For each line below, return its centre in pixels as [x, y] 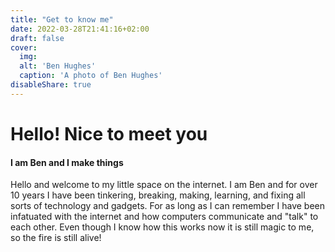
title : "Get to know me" [62, 19]
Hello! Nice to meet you [109, 133]
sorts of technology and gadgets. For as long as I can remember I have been [167, 206]
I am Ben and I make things [67, 162]
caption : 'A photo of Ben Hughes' [91, 76]
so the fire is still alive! [56, 238]
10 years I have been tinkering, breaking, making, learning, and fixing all [158, 195]
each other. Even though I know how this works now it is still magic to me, [162, 227]
